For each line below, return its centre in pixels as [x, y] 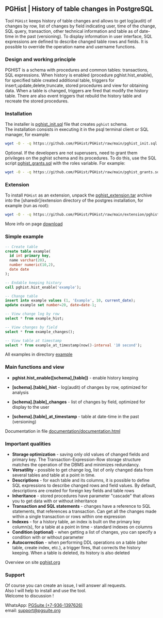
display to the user [31, 407]
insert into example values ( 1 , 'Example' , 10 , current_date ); [70, 300]
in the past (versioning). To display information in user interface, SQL [84, 36]
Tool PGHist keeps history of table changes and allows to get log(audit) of [78, 20]
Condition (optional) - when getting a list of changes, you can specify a [84, 532]
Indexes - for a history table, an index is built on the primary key [76, 521]
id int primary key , [30, 256]
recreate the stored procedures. [37, 101]
